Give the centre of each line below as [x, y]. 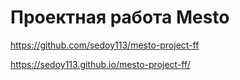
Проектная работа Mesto [120, 17]
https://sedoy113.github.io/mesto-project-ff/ [100, 64]
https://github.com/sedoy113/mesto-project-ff [105, 45]
